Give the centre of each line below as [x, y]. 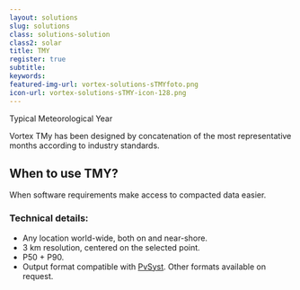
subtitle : [28, 68]
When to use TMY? [64, 173]
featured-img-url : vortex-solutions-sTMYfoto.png [104, 84]
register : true [38, 59]
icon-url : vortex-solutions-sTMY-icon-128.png [98, 92]
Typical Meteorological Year [61, 119]
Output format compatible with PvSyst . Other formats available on [144, 267]
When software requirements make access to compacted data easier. [138, 195]
